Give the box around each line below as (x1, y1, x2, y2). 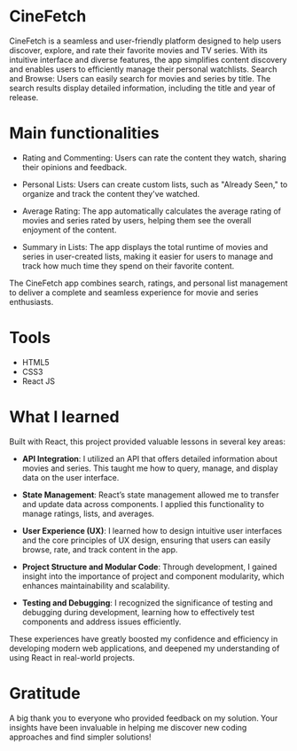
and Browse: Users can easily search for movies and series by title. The (9, 73, 271, 83)
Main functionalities (9, 123, 160, 144)
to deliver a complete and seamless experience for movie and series (9, 286, 259, 298)
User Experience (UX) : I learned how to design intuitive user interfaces (21, 525, 282, 536)
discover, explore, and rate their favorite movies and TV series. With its (9, 44, 268, 55)
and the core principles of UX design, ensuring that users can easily (21, 535, 271, 545)
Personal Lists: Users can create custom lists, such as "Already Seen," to (21, 179, 288, 190)
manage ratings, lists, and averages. (21, 508, 155, 519)
